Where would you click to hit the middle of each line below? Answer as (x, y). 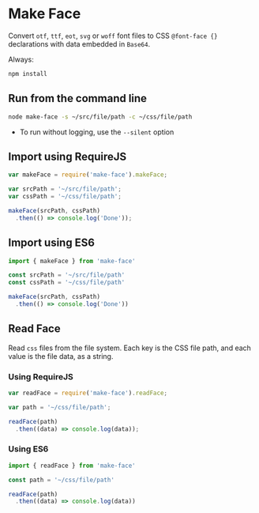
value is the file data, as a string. (61, 356)
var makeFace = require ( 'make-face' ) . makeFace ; (88, 175)
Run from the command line (78, 98)
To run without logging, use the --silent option (97, 132)
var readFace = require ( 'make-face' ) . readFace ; (88, 393)
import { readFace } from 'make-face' (72, 466)
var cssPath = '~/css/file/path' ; (65, 197)
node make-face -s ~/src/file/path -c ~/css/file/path (100, 117)
